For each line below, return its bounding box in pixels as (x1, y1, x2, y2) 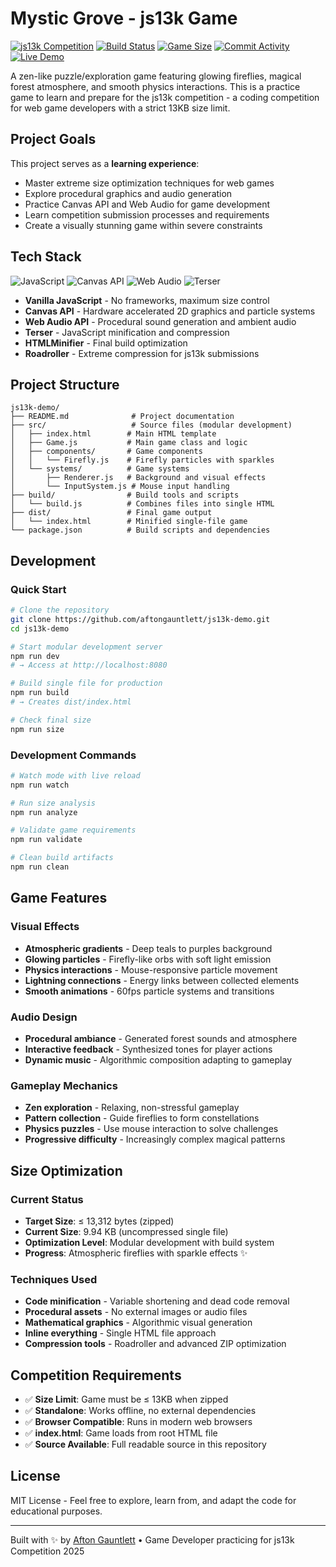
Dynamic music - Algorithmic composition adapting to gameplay (24, 1053, 293, 1066)
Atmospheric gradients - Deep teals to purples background (24, 942, 273, 954)
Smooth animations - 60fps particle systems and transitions (24, 985, 275, 997)
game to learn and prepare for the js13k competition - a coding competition (10, 91, 320, 103)
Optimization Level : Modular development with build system (24, 1236, 275, 1248)
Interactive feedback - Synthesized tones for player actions (24, 1043, 273, 1055)
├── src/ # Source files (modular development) (10, 420, 293, 431)
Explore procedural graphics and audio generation (24, 187, 233, 199)
